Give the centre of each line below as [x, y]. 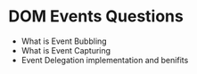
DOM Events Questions [96, 16]
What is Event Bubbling [64, 41]
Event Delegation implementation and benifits [105, 60]
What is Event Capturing [66, 50]
